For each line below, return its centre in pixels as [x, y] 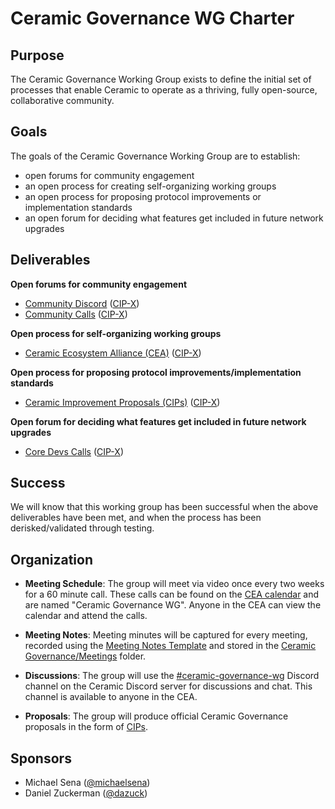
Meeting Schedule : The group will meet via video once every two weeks [174, 584]
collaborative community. [62, 100]
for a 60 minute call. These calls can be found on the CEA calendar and [172, 594]
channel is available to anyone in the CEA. [111, 697]
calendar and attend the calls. [86, 616]
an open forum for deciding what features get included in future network [174, 218]
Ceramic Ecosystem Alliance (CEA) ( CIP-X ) [113, 353]
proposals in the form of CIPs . [86, 727]
